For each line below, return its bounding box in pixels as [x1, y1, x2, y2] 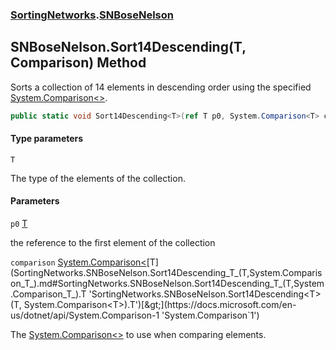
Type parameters [10, 133, 84, 145]
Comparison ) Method [10, 54, 147, 72]
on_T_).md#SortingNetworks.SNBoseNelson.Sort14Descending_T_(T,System [10, 278, 325, 290]
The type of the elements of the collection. [10, 172, 186, 184]
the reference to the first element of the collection [10, 237, 216, 249]
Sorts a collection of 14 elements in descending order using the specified [10, 81, 312, 93]
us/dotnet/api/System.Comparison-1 [10, 309, 160, 322]
